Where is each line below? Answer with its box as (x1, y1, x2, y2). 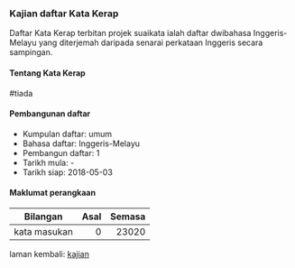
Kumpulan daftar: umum (22, 128, 113, 139)
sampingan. (9, 47, 53, 58)
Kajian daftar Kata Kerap (9, 7, 119, 20)
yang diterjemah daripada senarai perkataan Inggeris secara (38, 37, 263, 48)
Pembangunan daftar (9, 108, 91, 119)
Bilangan (23, 210, 63, 223)
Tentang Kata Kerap (9, 67, 86, 79)
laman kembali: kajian (9, 248, 90, 259)
